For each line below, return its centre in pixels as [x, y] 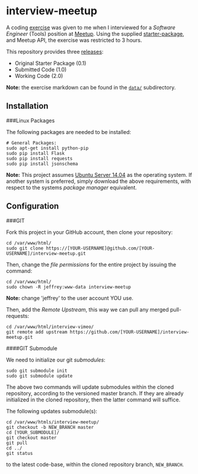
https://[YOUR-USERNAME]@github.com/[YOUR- [100, 248]
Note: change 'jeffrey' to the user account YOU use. [70, 298]
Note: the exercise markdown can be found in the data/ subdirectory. [91, 87]
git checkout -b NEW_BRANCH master [50, 427]
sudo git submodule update [39, 376]
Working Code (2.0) [39, 76]
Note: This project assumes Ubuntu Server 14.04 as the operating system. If [99, 174]
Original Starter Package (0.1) [50, 63]
